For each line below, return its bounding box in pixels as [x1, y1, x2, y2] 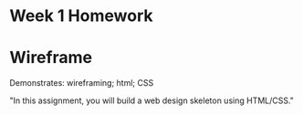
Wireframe [9, 47, 93, 68]
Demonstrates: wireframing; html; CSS [9, 78, 154, 89]
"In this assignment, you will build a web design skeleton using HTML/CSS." [9, 95, 295, 106]
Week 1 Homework [9, 5, 153, 26]
